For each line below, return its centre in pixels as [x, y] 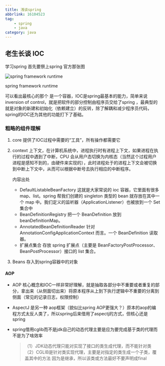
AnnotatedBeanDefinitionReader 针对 [57, 227]
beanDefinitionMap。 [41, 221]
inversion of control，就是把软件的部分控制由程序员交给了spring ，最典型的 [82, 102]
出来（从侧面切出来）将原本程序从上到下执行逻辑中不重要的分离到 [92, 291]
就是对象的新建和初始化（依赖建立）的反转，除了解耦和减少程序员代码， [78, 108]
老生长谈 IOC [25, 54]
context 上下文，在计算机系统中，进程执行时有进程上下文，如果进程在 [83, 151]
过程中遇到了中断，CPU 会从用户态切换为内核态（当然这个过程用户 [89, 157]
